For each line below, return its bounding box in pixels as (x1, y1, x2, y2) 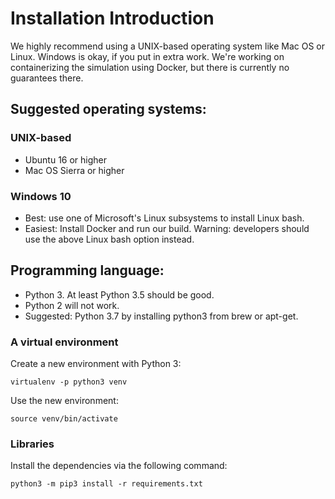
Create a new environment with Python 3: (10, 358, 182, 370)
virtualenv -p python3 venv (10, 377, 128, 387)
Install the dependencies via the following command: (10, 460, 228, 472)
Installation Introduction (10, 7, 215, 30)
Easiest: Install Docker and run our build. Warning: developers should (24, 222, 310, 234)
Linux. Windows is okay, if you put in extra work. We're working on (10, 50, 285, 62)
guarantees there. (10, 72, 84, 84)
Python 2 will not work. (24, 299, 120, 311)
